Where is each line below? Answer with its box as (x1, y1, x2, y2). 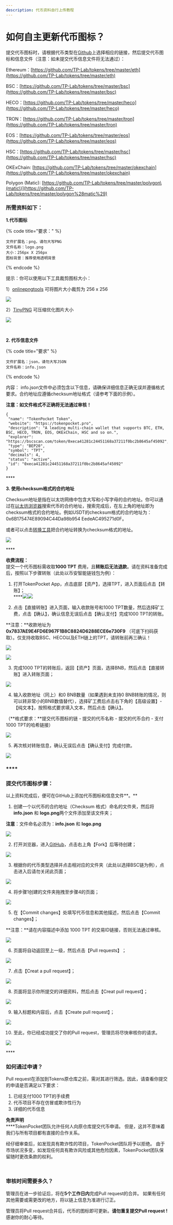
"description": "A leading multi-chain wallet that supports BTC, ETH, (8, 425, 165, 431)
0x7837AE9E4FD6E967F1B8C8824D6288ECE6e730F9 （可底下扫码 (6, 628, 154, 634)
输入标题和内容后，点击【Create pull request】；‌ (13, 1009, 115, 1015)
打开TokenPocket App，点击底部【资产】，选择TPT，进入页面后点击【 (13, 581, 161, 587)
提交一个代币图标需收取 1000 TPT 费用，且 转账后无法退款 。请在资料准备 (6, 563, 159, 569)
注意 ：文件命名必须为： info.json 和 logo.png (6, 821, 102, 827)
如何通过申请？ (6, 1063, 43, 1070)
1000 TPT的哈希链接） (6, 721, 53, 728)
